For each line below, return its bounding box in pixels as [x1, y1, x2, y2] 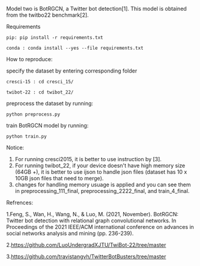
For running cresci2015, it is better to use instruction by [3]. [14, 156, 162, 162]
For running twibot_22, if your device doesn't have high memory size [14, 162, 186, 169]
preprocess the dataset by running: [6, 100, 94, 107]
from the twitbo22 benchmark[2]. [6, 11, 89, 19]
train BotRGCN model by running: [6, 122, 89, 129]
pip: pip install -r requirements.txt [6, 35, 103, 41]
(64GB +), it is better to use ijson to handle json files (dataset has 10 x [14, 168, 187, 176]
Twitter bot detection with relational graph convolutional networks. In [6, 217, 177, 224]
